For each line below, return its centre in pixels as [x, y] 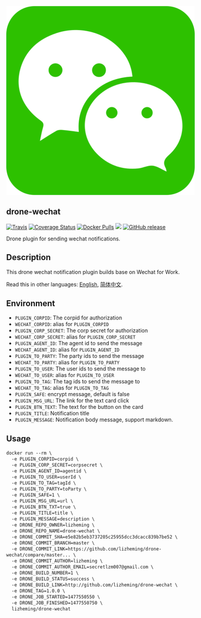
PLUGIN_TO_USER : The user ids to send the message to [80, 369]
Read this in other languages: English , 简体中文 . [65, 284]
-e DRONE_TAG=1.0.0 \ [39, 591]
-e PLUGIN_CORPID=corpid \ [45, 459]
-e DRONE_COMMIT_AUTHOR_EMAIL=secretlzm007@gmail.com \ [83, 567]
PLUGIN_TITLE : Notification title [52, 414]
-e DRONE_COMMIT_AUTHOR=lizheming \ [57, 561]
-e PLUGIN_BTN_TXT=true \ [44, 507]
